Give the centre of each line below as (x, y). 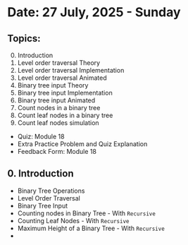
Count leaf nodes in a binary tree (65, 115)
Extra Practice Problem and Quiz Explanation (82, 144)
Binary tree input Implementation (65, 93)
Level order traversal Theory (59, 63)
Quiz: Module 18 (41, 136)
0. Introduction (40, 174)
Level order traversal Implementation (71, 70)
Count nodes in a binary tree (59, 108)
